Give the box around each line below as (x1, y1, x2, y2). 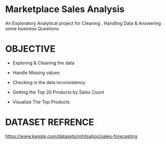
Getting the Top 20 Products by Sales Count (12, 89, 104, 95)
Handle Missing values (12, 69, 60, 76)
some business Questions (5, 25, 59, 31)
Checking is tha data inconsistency (12, 79, 86, 85)
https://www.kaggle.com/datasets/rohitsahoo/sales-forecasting (5, 133, 138, 139)
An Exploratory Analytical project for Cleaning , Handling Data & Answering (5, 20, 161, 26)
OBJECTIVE (5, 43, 56, 55)
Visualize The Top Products (12, 99, 70, 105)
